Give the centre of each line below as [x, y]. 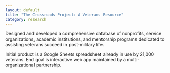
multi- [133, 60]
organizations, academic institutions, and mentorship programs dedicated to [85, 39]
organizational [20, 65]
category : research [26, 19]
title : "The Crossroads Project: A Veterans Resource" [64, 15]
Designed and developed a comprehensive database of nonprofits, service [83, 34]
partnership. [49, 65]
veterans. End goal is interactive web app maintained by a [65, 60]
